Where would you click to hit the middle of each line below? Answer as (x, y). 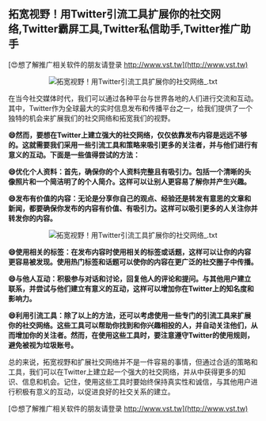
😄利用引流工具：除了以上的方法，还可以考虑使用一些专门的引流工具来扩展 (130, 315)
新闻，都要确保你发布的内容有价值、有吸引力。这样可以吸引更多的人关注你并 (133, 208)
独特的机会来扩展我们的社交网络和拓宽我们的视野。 (91, 118)
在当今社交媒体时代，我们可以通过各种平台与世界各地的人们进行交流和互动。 (133, 98)
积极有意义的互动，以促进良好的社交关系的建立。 (95, 392)
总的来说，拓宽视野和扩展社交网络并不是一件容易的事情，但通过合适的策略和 (133, 362)
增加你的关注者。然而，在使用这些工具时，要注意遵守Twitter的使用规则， (135, 335)
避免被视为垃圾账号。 (43, 345)
